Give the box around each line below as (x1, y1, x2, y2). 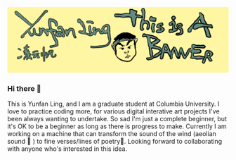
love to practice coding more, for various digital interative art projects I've (7, 106, 220, 116)
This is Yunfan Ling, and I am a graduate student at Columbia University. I (7, 99, 220, 108)
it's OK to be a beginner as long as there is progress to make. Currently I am (7, 122, 227, 130)
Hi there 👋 (7, 83, 42, 93)
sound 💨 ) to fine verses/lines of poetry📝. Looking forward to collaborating (7, 137, 223, 145)
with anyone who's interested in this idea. (7, 144, 128, 153)
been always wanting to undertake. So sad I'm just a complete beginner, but (7, 114, 227, 123)
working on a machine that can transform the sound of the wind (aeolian (7, 129, 216, 137)
